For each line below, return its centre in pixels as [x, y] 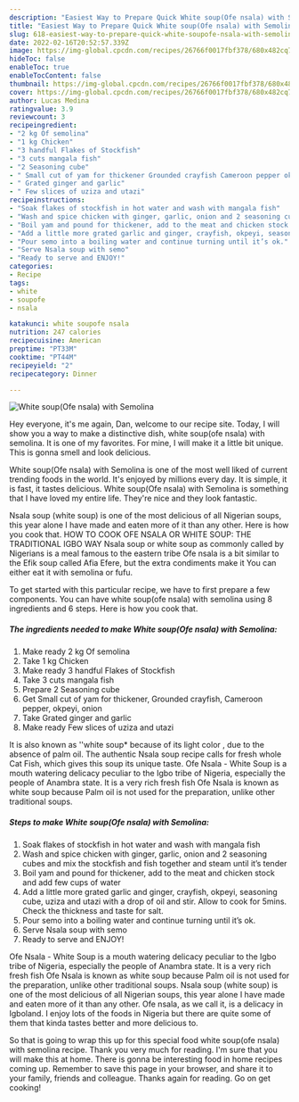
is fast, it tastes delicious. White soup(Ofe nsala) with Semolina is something [149, 489]
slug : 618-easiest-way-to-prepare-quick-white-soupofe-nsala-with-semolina [153, 34]
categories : [31, 267]
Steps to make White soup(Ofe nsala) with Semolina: [109, 822]
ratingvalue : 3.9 [41, 109]
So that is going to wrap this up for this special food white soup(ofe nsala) [145, 1040]
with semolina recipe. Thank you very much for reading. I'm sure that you [143, 1050]
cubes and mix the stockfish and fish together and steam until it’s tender [154, 864]
